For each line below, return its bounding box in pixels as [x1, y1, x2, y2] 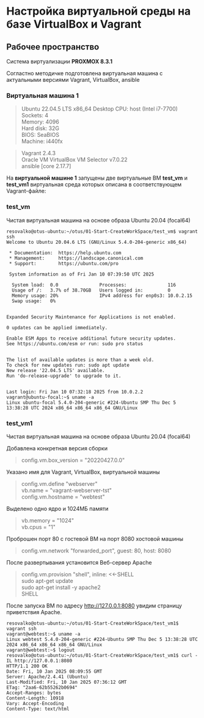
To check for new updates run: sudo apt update [6, 362, 130, 368]
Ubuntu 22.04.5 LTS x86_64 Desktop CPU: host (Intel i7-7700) [21, 105, 178, 112]
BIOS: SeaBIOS [21, 131, 60, 139]
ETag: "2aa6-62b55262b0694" [6, 684, 78, 691]
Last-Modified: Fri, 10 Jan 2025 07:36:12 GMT [6, 679, 127, 685]
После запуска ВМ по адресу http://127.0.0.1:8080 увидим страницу [6, 602, 182, 609]
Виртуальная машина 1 [6, 91, 79, 100]
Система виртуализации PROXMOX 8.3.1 [6, 58, 113, 65]
